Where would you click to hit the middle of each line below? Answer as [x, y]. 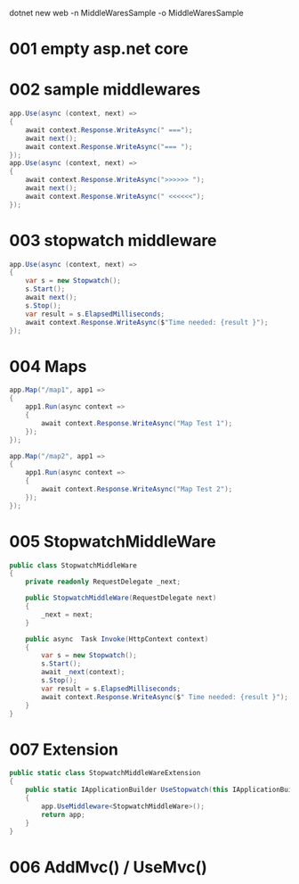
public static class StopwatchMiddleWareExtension [105, 773]
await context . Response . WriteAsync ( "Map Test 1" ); [137, 423]
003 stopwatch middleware [113, 240]
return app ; [64, 814]
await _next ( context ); [83, 673]
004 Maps [48, 366]
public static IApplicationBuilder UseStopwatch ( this [127, 790]
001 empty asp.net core [99, 49]
